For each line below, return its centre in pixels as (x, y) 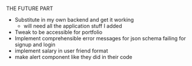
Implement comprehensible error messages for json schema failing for (100, 38)
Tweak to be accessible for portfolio (58, 32)
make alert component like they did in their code (74, 57)
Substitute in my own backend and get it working (74, 20)
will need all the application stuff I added (73, 26)
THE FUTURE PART (30, 8)
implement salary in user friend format (61, 51)
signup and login (35, 44)
